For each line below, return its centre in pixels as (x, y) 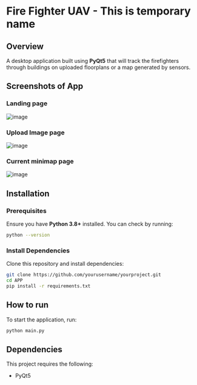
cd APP (15, 281)
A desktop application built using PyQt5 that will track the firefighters (93, 61)
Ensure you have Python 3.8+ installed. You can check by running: (90, 224)
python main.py (25, 331)
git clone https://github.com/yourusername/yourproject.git (84, 275)
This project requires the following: (50, 364)
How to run (28, 305)
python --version (28, 235)
